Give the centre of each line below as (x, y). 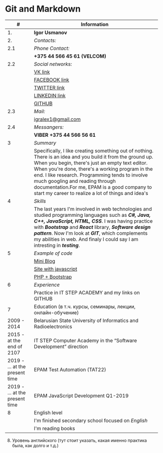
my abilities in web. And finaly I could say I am (86, 239)
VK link (42, 72)
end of (15, 346)
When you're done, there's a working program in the (93, 169)
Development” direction (61, 346)
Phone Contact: (51, 48)
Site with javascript (56, 269)
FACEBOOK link (51, 80)
